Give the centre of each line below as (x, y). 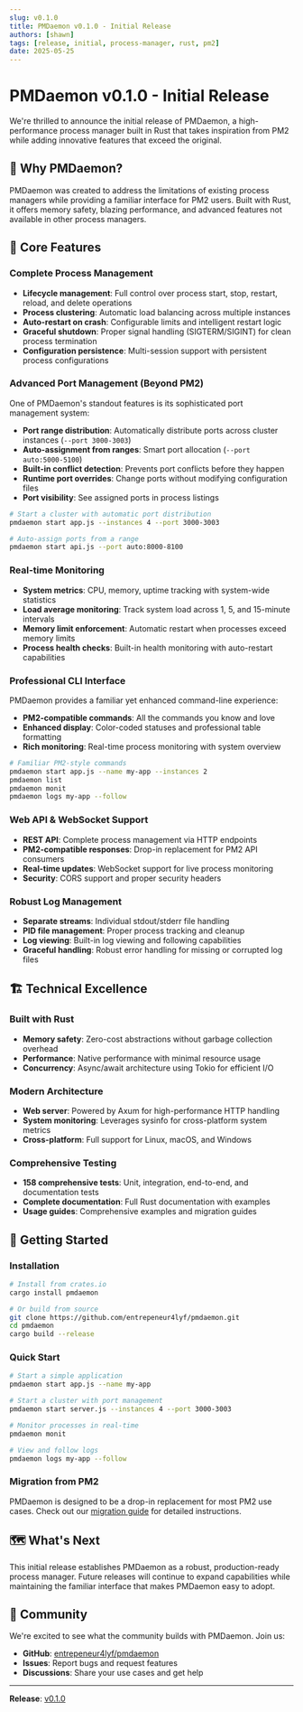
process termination (60, 341)
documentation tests (60, 1193)
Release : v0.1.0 (37, 1698)
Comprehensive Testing (63, 1163)
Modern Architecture (56, 1091)
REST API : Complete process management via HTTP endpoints (140, 839)
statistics (39, 599)
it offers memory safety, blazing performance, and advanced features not (146, 210)
